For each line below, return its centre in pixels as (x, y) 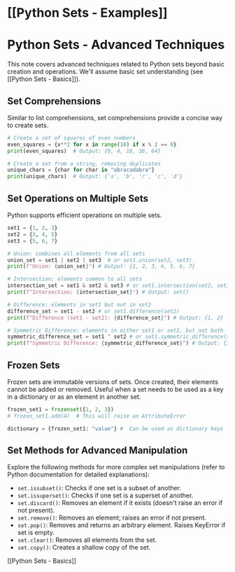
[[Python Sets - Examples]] (87, 13)
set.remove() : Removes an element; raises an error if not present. (112, 518)
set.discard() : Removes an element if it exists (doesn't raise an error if (120, 503)
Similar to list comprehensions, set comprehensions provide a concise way (115, 117)
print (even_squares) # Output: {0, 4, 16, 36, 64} (84, 151)
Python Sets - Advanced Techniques (116, 45)
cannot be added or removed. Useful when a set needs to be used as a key (115, 389)
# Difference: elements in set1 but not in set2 (79, 305)
